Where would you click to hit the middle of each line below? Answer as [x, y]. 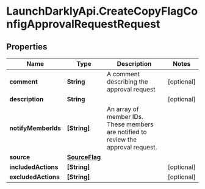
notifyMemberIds [35, 128]
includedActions [34, 167]
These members [130, 124]
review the [122, 140]
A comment [123, 74]
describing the [127, 82]
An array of [123, 109]
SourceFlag [84, 157]
